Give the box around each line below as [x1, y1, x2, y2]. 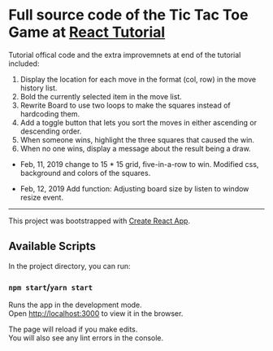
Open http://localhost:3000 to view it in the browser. [8, 309, 184, 318]
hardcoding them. [19, 108, 80, 119]
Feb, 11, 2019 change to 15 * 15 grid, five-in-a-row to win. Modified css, [19, 159, 259, 169]
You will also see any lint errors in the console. [8, 333, 164, 343]
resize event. [19, 192, 63, 202]
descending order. [19, 126, 82, 136]
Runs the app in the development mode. [8, 300, 142, 310]
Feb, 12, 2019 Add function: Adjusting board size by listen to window [19, 183, 249, 193]
